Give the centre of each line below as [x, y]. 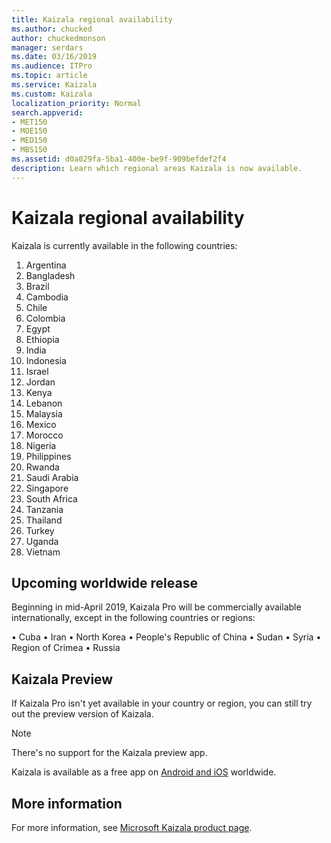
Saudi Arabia [52, 477]
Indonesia [46, 360]
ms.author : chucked [52, 29]
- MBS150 [29, 150]
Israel [37, 371]
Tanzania [44, 509]
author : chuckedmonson [58, 38]
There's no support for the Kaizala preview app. [109, 753]
